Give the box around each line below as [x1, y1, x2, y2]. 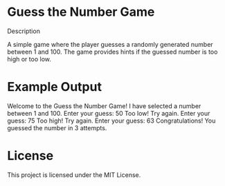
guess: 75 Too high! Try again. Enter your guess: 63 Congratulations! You [7, 116, 216, 125]
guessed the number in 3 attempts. [7, 123, 107, 132]
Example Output [7, 79, 102, 95]
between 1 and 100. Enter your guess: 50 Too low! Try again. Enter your [7, 109, 210, 117]
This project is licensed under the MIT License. [7, 170, 141, 179]
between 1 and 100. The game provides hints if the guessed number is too [7, 48, 218, 56]
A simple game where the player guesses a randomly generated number [7, 40, 213, 48]
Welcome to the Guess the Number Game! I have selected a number [7, 101, 201, 110]
